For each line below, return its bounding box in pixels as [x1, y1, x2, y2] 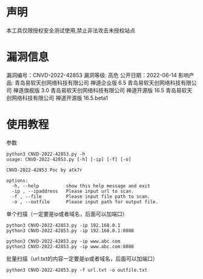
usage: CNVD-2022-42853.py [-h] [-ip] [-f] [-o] [6, 156, 131, 163]
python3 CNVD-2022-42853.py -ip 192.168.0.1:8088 [6, 227, 135, 234]
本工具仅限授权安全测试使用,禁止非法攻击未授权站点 [6, 27, 136, 34]
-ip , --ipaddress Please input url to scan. [12, 188, 135, 194]
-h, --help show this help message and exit [12, 183, 150, 189]
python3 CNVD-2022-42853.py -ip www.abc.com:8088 [6, 243, 135, 249]
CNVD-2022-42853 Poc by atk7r [6, 167, 83, 173]
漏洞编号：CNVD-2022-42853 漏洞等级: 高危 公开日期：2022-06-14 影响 [6, 71, 189, 79]
